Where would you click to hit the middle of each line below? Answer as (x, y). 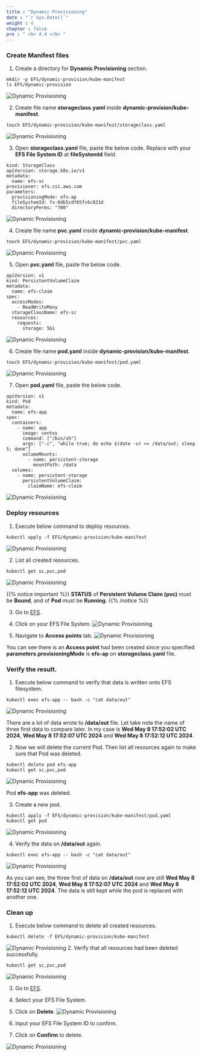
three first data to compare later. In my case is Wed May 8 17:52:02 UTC (96, 729)
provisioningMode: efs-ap (44, 197)
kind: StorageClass (31, 166)
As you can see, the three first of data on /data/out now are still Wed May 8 (100, 878)
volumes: (23, 470)
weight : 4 (20, 23)
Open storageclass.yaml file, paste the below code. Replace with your (103, 148)
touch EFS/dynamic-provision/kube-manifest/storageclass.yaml (86, 125)
